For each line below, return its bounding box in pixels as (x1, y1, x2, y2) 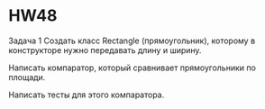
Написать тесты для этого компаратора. (8, 89, 165, 100)
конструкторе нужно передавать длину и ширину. (8, 44, 202, 55)
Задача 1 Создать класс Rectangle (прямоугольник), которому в (8, 35, 256, 46)
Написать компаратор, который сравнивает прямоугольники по (8, 62, 256, 73)
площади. (8, 71, 46, 82)
